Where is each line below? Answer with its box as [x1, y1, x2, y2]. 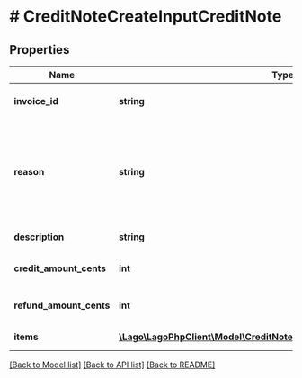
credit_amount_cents [13, 262, 106, 275]
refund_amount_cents [13, 299, 111, 312]
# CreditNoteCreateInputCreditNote [9, 6, 282, 27]
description [13, 231, 65, 243]
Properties [9, 42, 70, 57]
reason [13, 166, 45, 178]
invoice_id [13, 95, 58, 107]
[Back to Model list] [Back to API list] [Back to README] [9, 359, 216, 370]
